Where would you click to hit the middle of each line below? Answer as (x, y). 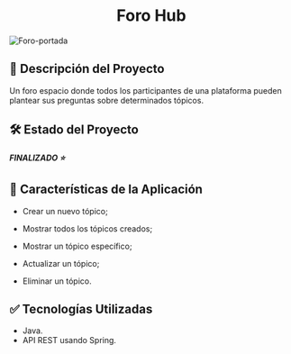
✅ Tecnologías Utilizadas (81, 309)
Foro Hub (151, 16)
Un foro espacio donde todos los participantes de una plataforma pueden (145, 90)
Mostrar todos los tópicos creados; (87, 228)
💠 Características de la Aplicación (106, 190)
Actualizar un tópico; (61, 263)
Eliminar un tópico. (57, 281)
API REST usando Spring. (69, 340)
